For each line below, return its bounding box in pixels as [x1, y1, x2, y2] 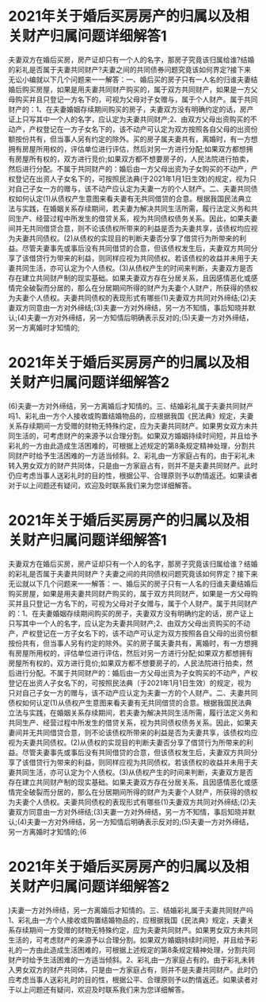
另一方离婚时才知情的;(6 [8, 827, 87, 836]
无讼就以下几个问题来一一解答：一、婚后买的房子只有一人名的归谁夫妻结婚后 [8, 579, 258, 588]
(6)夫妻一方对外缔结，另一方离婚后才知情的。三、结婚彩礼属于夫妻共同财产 [8, 401, 253, 410]
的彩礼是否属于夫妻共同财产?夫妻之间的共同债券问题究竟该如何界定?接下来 [8, 64, 252, 74]
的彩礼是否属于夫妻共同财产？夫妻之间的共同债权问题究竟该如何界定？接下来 [8, 568, 258, 578]
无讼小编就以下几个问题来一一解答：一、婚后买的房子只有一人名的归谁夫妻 [8, 75, 251, 84]
